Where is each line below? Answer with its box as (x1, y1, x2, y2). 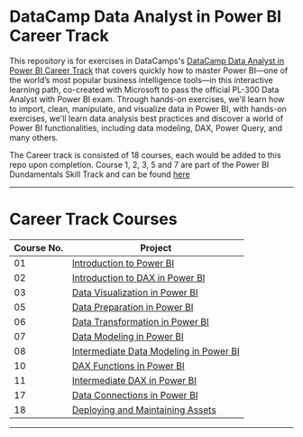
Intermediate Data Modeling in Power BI (71, 345, 241, 358)
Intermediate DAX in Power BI (71, 374, 197, 386)
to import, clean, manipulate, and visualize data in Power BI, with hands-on (9, 103, 287, 114)
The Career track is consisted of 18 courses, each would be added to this (9, 149, 281, 160)
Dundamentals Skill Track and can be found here (9, 169, 191, 180)
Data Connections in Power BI (71, 388, 198, 401)
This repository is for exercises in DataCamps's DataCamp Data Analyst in (9, 55, 285, 66)
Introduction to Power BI (71, 256, 175, 269)
